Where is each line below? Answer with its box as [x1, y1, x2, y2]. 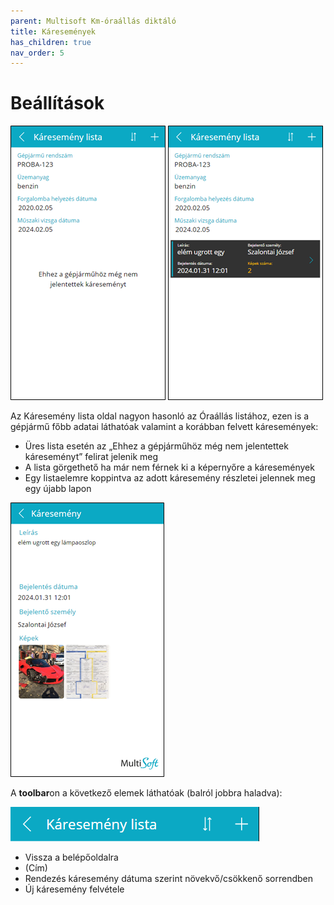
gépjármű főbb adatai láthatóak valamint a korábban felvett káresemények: [10, 421, 319, 433]
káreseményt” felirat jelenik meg [24, 451, 159, 463]
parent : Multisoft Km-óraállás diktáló [10, 16, 177, 26]
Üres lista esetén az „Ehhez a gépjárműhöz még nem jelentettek [24, 440, 289, 452]
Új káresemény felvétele [24, 883, 125, 895]
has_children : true [10, 37, 92, 47]
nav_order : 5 [10, 48, 65, 58]
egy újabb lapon [24, 483, 92, 495]
